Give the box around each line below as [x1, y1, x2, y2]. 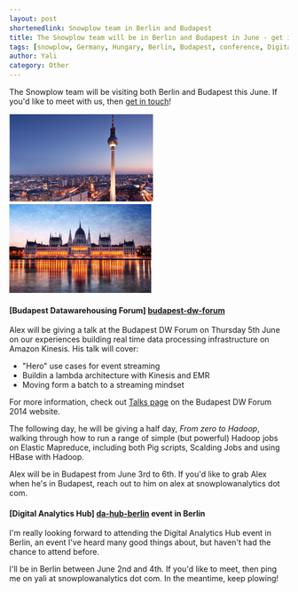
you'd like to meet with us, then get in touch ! [9, 96, 171, 107]
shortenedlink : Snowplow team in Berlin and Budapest [9, 23, 213, 33]
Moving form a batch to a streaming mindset [21, 380, 184, 391]
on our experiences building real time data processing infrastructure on [9, 334, 270, 345]
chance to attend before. [9, 547, 100, 557]
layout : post [9, 14, 58, 23]
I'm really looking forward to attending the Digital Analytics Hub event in [9, 528, 272, 539]
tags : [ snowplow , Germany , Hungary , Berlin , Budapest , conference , [9, 43, 264, 51]
